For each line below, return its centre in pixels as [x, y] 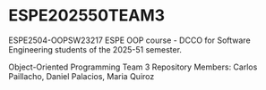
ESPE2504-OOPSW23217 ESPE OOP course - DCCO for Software [130, 40]
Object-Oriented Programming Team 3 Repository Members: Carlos [133, 67]
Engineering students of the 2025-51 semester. [95, 49]
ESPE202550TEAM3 [87, 16]
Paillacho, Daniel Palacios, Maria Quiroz [82, 76]
